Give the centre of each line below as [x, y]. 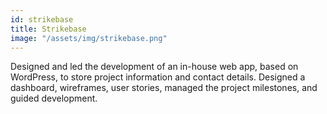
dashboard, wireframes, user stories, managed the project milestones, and [164, 88]
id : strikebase [42, 19]
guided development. [54, 98]
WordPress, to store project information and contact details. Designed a [158, 77]
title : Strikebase [48, 29]
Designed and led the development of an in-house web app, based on [154, 67]
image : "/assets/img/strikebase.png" [89, 38]
